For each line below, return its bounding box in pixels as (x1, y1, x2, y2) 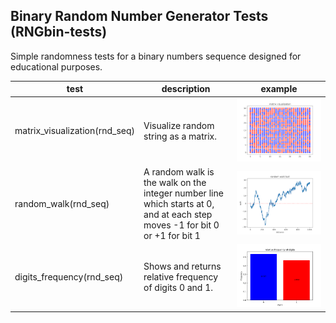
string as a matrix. (143, 130, 217, 142)
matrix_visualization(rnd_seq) (14, 125, 136, 137)
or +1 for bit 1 (143, 229, 201, 241)
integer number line (143, 187, 224, 199)
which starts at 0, (143, 197, 215, 209)
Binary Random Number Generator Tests (10, 8, 269, 25)
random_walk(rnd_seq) (14, 197, 110, 209)
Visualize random (143, 119, 215, 131)
